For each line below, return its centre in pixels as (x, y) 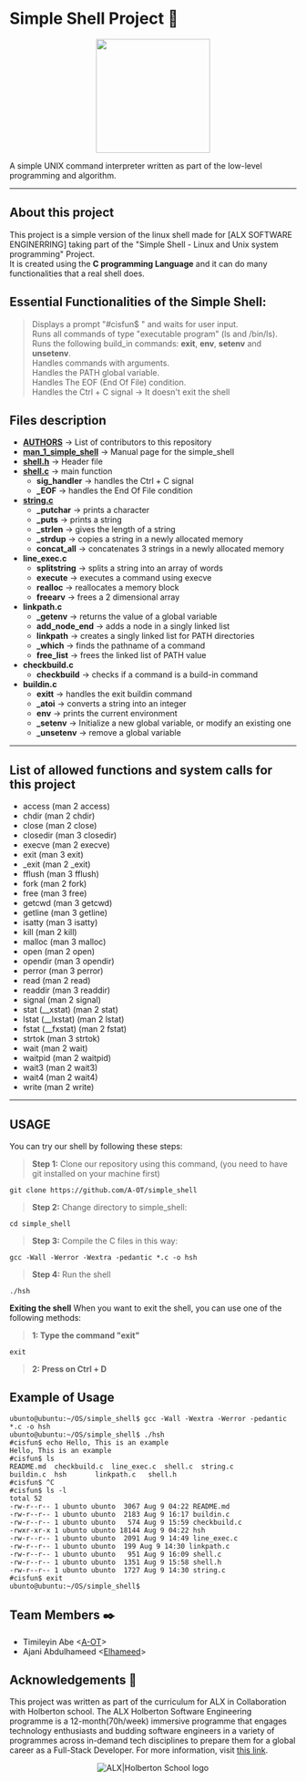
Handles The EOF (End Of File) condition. (109, 382)
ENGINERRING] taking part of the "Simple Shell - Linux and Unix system (144, 244)
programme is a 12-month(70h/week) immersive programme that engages (148, 1721)
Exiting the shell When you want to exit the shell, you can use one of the (146, 1308)
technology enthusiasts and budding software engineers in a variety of (142, 1731)
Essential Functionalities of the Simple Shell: (138, 302)
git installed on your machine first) (96, 1174)
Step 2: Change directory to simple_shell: (109, 1207)
